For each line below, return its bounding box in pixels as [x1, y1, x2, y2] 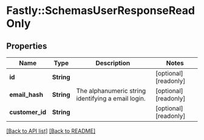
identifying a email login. [76, 94, 146, 102]
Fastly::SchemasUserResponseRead [6, 4, 195, 18]
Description [95, 59, 131, 67]
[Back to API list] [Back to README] [6, 127, 96, 135]
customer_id [9, 108, 47, 116]
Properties [6, 41, 47, 51]
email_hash [9, 91, 44, 99]
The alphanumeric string [76, 86, 146, 95]
